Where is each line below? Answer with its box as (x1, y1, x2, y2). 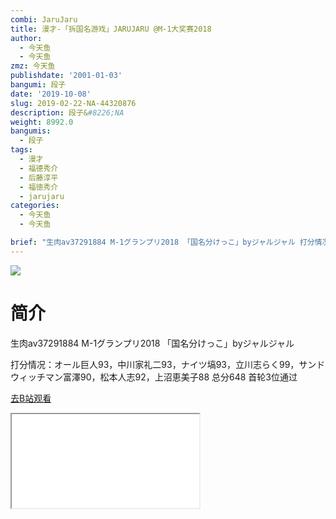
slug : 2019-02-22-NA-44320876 (10, 98, 137, 108)
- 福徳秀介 (19, 182, 59, 192)
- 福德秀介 (19, 163, 59, 173)
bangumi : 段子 (10, 80, 67, 90)
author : (10, 33, 43, 43)
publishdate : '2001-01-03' (10, 71, 123, 81)
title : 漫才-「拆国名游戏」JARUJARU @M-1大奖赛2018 (10, 24, 212, 34)
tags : (10, 145, 33, 155)
